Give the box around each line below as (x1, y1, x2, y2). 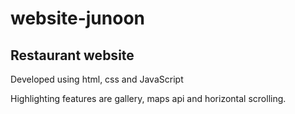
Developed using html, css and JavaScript (10, 73, 184, 85)
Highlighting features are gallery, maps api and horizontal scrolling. (10, 93, 287, 104)
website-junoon (10, 7, 146, 30)
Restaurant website (10, 47, 135, 64)
